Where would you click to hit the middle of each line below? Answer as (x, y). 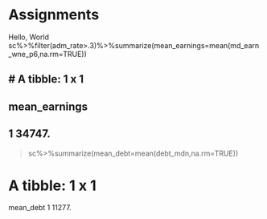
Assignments (54, 15)
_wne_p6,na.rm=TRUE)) (47, 54)
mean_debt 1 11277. (40, 208)
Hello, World (29, 37)
